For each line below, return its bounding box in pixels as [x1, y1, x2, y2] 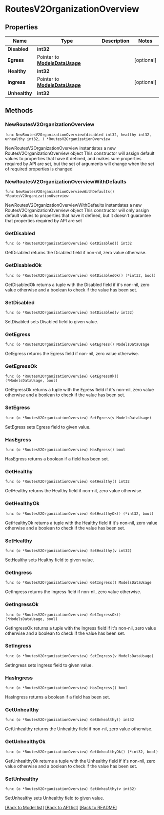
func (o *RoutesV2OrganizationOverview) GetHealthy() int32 [5, 479, 130, 484]
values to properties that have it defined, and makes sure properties [5, 155, 142, 161]
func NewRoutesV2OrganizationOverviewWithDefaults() [5, 189, 115, 194]
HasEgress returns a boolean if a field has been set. [5, 456, 109, 462]
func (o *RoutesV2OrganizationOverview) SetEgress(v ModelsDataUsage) [5, 415, 152, 420]
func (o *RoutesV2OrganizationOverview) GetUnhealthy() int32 [5, 718, 134, 722]
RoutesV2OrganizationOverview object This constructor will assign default [5, 150, 155, 156]
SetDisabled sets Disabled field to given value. [5, 318, 99, 324]
